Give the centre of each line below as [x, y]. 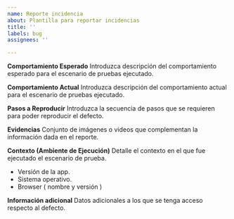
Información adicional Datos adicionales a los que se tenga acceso [105, 201]
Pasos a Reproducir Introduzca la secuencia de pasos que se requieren [111, 108]
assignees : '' [28, 40]
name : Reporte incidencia [45, 14]
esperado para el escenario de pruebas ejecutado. [80, 74]
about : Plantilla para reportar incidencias [73, 20]
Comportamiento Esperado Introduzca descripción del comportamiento [112, 66]
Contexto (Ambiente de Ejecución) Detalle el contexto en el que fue [106, 151]
